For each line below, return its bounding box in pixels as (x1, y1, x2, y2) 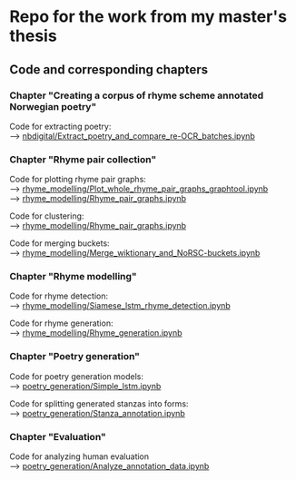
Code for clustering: (9, 211, 84, 221)
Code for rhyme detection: (9, 290, 109, 301)
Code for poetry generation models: (9, 370, 143, 382)
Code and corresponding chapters (9, 62, 209, 77)
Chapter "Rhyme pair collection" (9, 152, 157, 165)
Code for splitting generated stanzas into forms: (9, 397, 189, 409)
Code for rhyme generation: (9, 318, 113, 328)
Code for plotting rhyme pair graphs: (9, 174, 147, 185)
